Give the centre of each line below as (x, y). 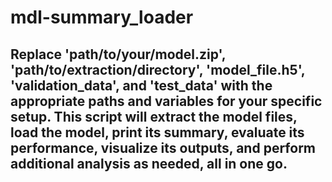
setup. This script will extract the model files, (154, 116)
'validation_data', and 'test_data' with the (141, 85)
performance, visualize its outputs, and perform (163, 147)
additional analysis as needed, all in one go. (149, 163)
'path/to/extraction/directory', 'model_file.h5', (158, 69)
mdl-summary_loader (102, 17)
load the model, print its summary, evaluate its (157, 132)
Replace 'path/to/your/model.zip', (118, 54)
